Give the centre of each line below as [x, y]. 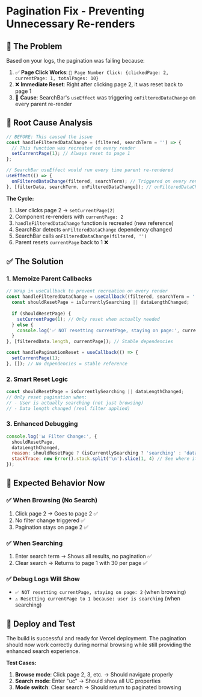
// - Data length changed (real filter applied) [68, 408]
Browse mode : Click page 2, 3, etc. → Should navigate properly [94, 675]
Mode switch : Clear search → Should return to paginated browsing [98, 687]
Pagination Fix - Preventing [75, 11]
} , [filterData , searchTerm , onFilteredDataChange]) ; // [79, 187]
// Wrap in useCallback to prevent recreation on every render [87, 291]
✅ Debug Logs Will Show [43, 579]
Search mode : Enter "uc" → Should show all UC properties [88, 681]
